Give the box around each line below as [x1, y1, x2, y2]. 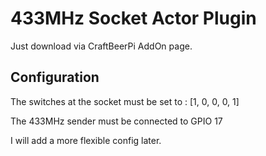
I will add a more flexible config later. [10, 134, 162, 146]
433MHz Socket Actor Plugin [10, 7, 257, 30]
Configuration [10, 69, 100, 86]
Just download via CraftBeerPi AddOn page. [10, 40, 193, 52]
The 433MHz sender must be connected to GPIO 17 [10, 115, 223, 127]
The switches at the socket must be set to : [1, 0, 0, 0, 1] [10, 95, 240, 107]
